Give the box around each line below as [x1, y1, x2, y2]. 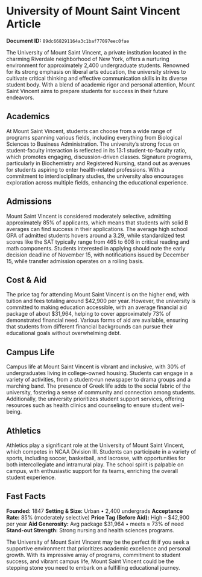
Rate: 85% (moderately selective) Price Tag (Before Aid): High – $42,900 [6, 513, 190, 521]
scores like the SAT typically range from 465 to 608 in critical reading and [6, 238, 190, 246]
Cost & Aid [6, 275, 47, 285]
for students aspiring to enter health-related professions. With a [6, 166, 165, 173]
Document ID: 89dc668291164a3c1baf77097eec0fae [6, 37, 130, 44]
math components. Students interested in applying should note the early [6, 244, 186, 252]
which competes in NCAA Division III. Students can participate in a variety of [6, 448, 197, 455]
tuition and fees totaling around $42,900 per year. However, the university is [6, 298, 196, 305]
